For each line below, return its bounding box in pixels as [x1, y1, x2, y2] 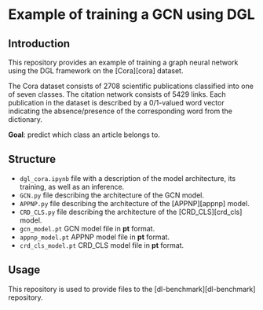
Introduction [8, 37, 71, 50]
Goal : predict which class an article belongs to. [8, 130, 161, 139]
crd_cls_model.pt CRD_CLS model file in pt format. [19, 240, 184, 249]
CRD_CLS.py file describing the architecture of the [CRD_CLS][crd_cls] [19, 207, 243, 216]
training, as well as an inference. [19, 182, 125, 191]
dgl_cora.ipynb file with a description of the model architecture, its [19, 173, 236, 183]
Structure [8, 153, 57, 166]
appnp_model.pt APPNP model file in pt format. [19, 232, 170, 242]
